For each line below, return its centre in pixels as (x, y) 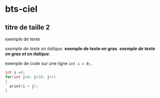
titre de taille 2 (28, 27)
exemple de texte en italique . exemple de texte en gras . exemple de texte (80, 49)
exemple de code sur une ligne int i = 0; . (49, 63)
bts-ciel (21, 9)
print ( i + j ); (24, 86)
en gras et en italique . (28, 54)
